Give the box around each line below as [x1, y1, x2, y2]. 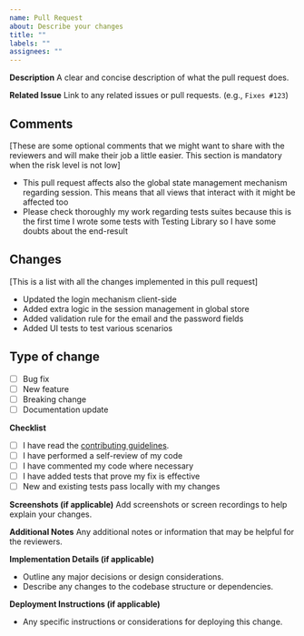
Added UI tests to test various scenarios [22, 322, 173, 333]
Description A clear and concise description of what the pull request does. [9, 72, 289, 83]
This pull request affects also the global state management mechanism [22, 177, 288, 187]
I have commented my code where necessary [22, 460, 194, 471]
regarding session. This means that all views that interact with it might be [22, 187, 296, 197]
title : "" [9, 30, 47, 39]
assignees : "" [9, 47, 64, 56]
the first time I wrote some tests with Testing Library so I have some [22, 216, 277, 227]
